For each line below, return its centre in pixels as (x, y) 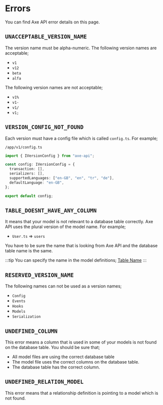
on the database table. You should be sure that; (53, 347)
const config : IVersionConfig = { (40, 164)
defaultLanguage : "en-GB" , (37, 183)
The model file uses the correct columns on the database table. (76, 362)
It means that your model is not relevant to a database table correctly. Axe (79, 222)
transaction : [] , (27, 169)
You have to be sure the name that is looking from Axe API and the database (81, 246)
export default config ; (29, 196)
